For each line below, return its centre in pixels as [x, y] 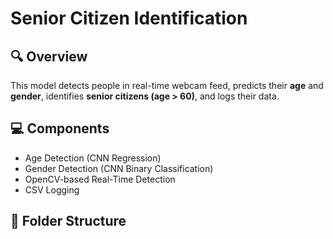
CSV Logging [52, 189]
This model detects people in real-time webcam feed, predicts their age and [167, 85]
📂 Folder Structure [68, 221]
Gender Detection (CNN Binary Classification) [119, 168]
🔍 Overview [49, 56]
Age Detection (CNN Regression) [93, 158]
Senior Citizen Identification [129, 18]
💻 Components [60, 128]
